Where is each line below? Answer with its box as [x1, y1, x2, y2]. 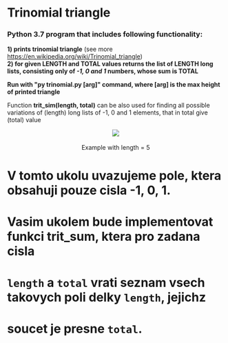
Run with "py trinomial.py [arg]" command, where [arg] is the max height [7, 81, 220, 89]
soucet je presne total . [7, 321, 143, 337]
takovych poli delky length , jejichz [7, 290, 207, 305]
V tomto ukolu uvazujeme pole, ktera [7, 168, 222, 184]
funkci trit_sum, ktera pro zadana [7, 228, 200, 244]
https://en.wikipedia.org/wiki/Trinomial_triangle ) [7, 52, 143, 61]
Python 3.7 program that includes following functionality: [7, 30, 203, 39]
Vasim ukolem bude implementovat [7, 214, 214, 229]
